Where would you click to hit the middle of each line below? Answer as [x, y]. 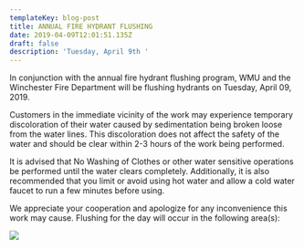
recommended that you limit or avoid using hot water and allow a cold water [152, 181]
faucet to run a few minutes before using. [87, 191]
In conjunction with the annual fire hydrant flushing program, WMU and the [150, 78]
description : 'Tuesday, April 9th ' [79, 52]
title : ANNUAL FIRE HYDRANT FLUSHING [81, 26]
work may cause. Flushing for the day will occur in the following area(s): [145, 218]
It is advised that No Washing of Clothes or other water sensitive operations [152, 161]
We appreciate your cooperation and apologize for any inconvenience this [148, 208]
